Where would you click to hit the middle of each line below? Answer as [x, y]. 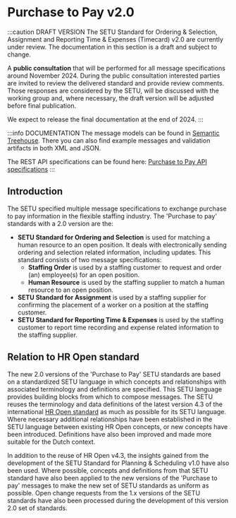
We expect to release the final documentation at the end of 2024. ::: [106, 119]
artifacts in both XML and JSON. [54, 148]
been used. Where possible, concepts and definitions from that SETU [108, 470]
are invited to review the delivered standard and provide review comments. [116, 83]
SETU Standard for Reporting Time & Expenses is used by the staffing [120, 319]
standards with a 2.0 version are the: [61, 223]
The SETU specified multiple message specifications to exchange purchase [117, 208]
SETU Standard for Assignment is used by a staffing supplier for [112, 297]
